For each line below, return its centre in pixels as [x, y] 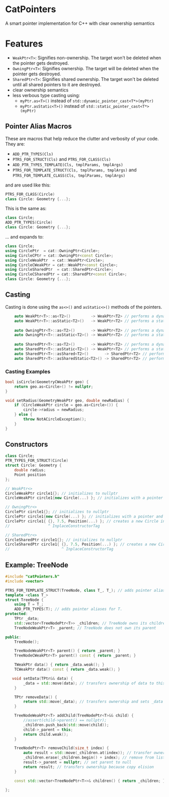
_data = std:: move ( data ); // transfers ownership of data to [89, 683]
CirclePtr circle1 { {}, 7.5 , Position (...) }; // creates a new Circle [82, 521]
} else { [23, 415]
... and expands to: [24, 237]
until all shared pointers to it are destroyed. [57, 84]
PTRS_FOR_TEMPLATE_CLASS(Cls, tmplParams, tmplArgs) [69, 175]
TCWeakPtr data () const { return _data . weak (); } [67, 670]
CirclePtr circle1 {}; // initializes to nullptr [57, 512]
